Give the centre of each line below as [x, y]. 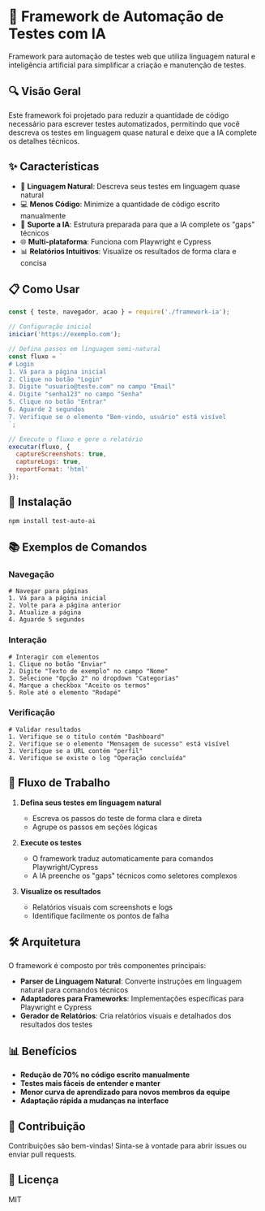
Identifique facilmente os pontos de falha [100, 915]
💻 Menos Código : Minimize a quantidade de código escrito [120, 204]
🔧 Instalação [40, 502]
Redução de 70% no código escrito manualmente [105, 1075]
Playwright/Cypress [65, 867]
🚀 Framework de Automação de [116, 17]
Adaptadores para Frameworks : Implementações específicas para [132, 999]
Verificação [32, 712]
